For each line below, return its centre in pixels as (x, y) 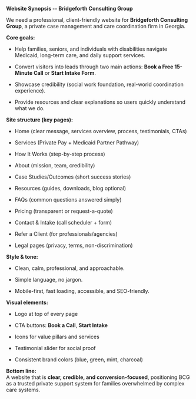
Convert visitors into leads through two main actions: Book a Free (94, 67)
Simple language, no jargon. (49, 280)
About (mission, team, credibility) (55, 165)
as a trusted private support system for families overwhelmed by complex (95, 383)
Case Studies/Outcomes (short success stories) (73, 177)
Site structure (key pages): (40, 120)
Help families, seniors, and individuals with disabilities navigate (91, 49)
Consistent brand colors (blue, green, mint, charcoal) (79, 360)
